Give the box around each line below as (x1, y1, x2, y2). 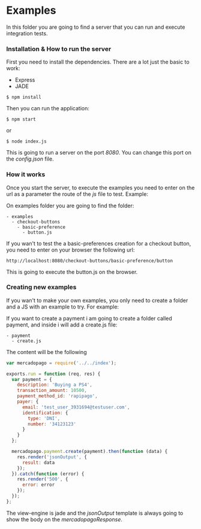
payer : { (17, 399, 39, 405)
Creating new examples (6, 283, 77, 291)
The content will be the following (6, 348, 87, 355)
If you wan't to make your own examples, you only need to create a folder (6, 297, 188, 304)
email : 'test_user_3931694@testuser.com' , (22, 404, 130, 410)
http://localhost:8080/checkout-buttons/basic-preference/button (6, 258, 173, 264)
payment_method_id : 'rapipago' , (17, 393, 98, 399)
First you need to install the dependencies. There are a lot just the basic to (6, 58, 190, 66)
